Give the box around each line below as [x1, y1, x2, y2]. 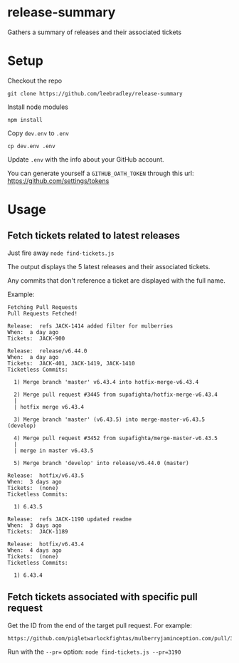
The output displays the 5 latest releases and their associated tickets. [7, 262, 211, 271]
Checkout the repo [7, 76, 63, 85]
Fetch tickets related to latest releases [7, 229, 180, 242]
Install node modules [7, 103, 69, 111]
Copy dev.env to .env [7, 129, 70, 137]
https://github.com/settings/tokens [7, 176, 110, 185]
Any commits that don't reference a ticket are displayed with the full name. [7, 276, 225, 285]
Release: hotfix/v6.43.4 [7, 541, 84, 548]
